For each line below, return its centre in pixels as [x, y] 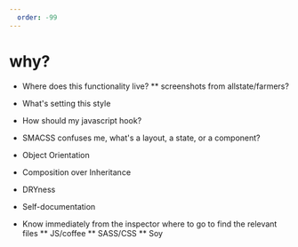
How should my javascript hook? [82, 120]
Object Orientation [56, 155]
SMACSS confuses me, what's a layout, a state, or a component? [141, 138]
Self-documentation [59, 206]
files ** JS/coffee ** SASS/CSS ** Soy [92, 233]
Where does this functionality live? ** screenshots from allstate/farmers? [155, 86]
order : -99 [37, 17]
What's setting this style [66, 103]
